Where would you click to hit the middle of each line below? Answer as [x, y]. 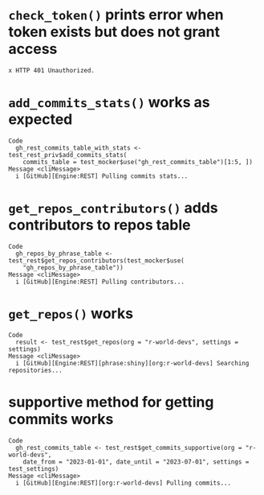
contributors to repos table [100, 225]
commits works [61, 419]
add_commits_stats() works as [109, 103]
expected [41, 120]
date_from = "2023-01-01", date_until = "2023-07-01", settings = [136, 462]
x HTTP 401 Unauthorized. [51, 70]
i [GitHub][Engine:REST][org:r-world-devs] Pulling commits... [123, 483]
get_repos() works [71, 313]
